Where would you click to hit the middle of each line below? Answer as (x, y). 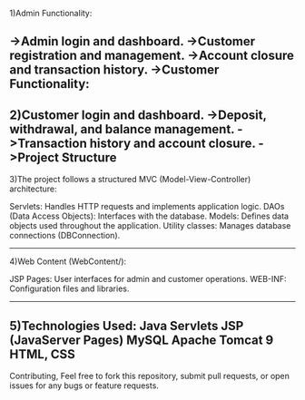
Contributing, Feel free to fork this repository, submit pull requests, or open (150, 376)
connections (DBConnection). (65, 236)
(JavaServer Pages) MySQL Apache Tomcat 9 (142, 340)
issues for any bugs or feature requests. (84, 385)
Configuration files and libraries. (69, 288)
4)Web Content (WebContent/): (68, 261)
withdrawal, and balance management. (122, 129)
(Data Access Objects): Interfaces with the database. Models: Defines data (149, 216)
